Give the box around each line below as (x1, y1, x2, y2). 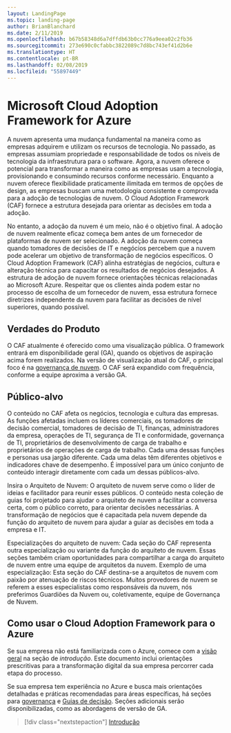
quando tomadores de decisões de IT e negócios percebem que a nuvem (7, 244, 216, 252)
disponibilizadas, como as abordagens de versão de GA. (7, 704, 168, 712)
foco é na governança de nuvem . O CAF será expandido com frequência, (7, 364, 215, 372)
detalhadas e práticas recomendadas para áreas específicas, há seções (7, 689, 212, 698)
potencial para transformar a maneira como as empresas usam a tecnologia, (7, 165, 224, 173)
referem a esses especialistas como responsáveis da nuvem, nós (7, 583, 192, 591)
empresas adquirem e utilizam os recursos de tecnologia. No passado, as (7, 142, 216, 151)
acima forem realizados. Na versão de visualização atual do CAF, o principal (7, 356, 223, 364)
